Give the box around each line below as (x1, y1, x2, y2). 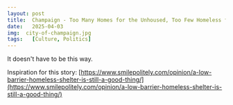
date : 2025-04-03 (7, 23, 64, 30)
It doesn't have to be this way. (7, 55, 94, 63)
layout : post (7, 10, 45, 17)
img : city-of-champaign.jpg (7, 29, 92, 37)
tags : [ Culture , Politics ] (7, 36, 92, 43)
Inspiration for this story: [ (7, 68, 81, 77)
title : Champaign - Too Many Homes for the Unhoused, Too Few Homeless (7, 17, 222, 23)
